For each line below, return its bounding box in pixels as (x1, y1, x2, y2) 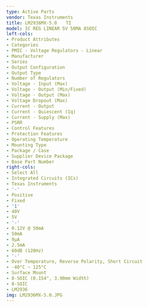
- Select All (6, 170, 39, 176)
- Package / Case (6, 148, 50, 153)
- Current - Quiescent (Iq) (6, 109, 76, 115)
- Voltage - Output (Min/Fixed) (6, 87, 87, 93)
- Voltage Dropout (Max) (6, 97, 68, 103)
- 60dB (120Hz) (6, 247, 44, 254)
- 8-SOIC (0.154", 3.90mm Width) (6, 275, 90, 281)
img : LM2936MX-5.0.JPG (6, 292, 63, 298)
